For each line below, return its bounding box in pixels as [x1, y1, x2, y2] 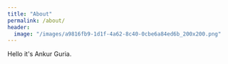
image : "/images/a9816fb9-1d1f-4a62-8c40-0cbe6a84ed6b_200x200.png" [14, 30, 222, 38]
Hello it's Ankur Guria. [7, 50, 72, 58]
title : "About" [7, 10, 53, 18]
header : [7, 23, 31, 31]
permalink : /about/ [7, 17, 66, 24]
